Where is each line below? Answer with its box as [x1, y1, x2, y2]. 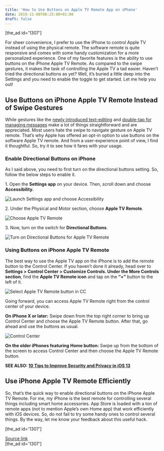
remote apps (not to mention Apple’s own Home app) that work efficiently [5, 406, 154, 411]
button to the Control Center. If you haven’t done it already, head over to [5, 263, 151, 269]
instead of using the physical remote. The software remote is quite [5, 45, 140, 51]
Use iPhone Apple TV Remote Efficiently [5, 377, 131, 385]
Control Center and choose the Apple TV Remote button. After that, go [5, 318, 148, 324]
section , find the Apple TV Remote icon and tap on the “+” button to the [5, 274, 154, 280]
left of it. [5, 279, 22, 285]
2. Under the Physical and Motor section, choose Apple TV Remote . [5, 205, 144, 211]
